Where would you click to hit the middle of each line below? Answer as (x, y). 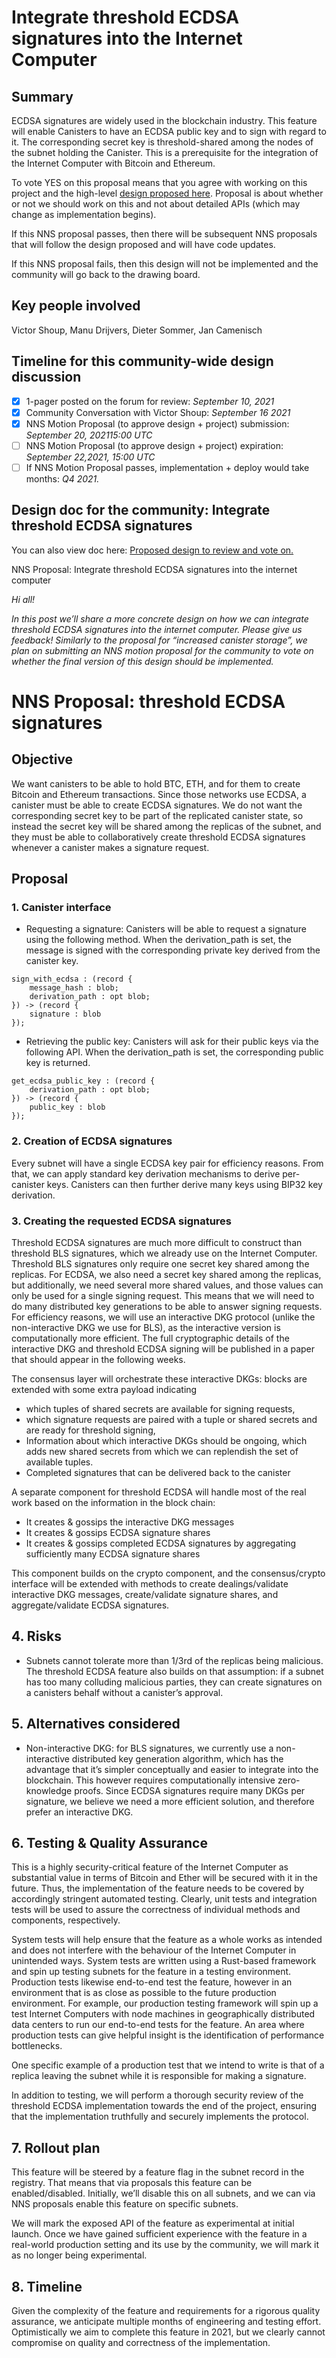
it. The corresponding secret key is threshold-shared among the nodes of (162, 142)
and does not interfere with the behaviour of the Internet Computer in (154, 1950)
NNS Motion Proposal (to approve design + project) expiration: (154, 445)
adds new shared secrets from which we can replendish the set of (162, 1452)
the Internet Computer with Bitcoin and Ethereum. (113, 163)
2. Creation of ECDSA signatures (92, 1141)
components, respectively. (66, 1920)
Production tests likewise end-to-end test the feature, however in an (152, 1982)
